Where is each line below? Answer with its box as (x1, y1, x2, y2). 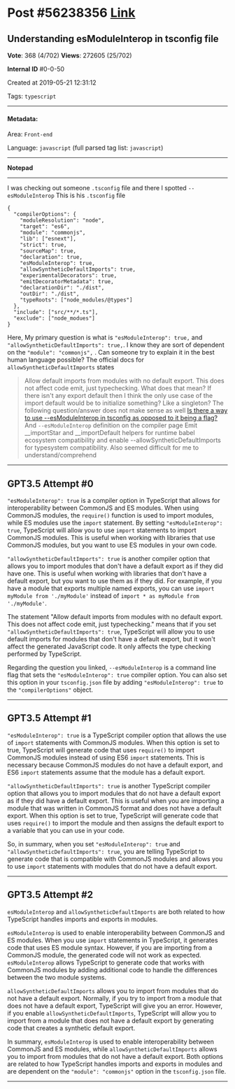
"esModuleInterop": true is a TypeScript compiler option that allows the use (7, 731, 227, 739)
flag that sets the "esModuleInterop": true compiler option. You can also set (7, 671, 227, 679)
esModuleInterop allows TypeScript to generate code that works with (7, 958, 205, 967)
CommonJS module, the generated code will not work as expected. (7, 951, 201, 959)
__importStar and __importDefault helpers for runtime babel (24, 429, 195, 437)
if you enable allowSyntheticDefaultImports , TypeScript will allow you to (7, 1009, 217, 1017)
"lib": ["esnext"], (20, 236, 77, 243)
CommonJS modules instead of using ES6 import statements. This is (7, 753, 205, 762)
